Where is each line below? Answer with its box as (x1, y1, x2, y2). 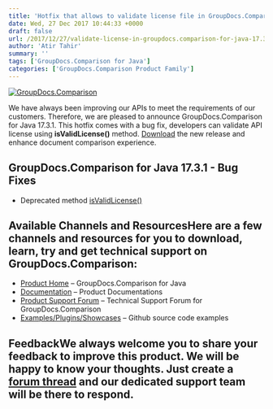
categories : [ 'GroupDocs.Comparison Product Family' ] (8, 65, 195, 73)
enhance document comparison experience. (8, 137, 157, 147)
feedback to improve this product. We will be (8, 349, 240, 363)
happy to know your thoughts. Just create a (8, 362, 234, 376)
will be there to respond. (8, 387, 134, 401)
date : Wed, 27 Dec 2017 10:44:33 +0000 (8, 20, 144, 28)
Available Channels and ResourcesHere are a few (8, 219, 262, 233)
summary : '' (8, 50, 49, 58)
